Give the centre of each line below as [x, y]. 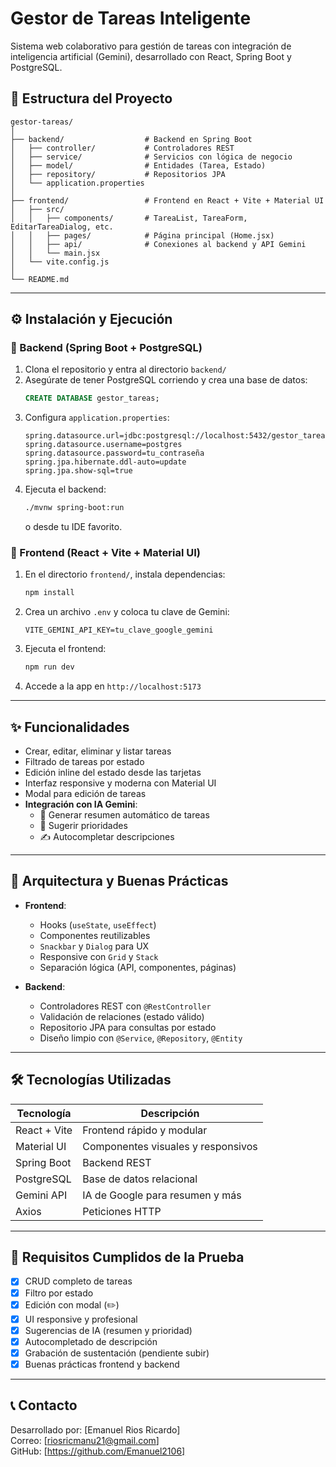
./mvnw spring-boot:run [74, 508]
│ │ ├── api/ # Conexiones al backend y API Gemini [158, 244]
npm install [49, 593]
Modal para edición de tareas [85, 794]
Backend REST [117, 1162]
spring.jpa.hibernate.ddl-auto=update [105, 462]
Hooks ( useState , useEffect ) [98, 924]
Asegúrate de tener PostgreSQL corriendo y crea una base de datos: [166, 380]
